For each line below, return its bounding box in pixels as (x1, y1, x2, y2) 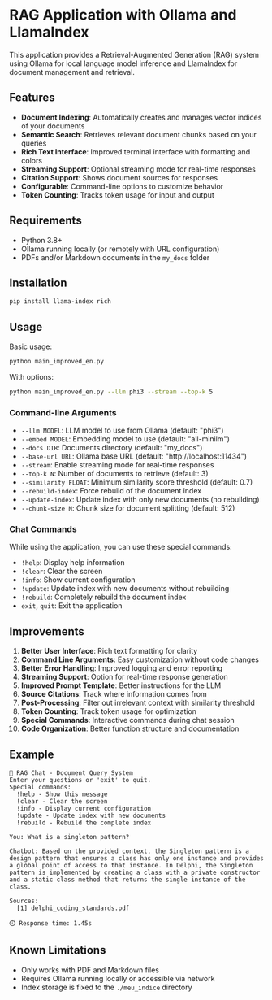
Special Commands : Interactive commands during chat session (20, 715, 235, 725)
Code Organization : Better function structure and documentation (20, 724, 240, 733)
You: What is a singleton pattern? (9, 833, 130, 841)
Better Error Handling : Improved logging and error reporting (20, 663, 222, 673)
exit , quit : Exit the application (20, 601, 123, 611)
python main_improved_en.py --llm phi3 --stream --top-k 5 (9, 388, 214, 396)
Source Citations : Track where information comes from (20, 689, 208, 699)
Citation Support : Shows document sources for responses (20, 172, 218, 182)
